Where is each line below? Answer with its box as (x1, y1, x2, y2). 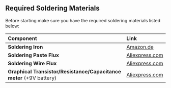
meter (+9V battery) (8, 74, 57, 81)
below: (5, 23, 19, 29)
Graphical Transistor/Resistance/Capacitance (8, 68, 121, 75)
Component (8, 35, 37, 42)
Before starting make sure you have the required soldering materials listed (5, 17, 161, 23)
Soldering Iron (8, 43, 43, 50)
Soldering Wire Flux (8, 60, 57, 67)
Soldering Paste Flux (8, 52, 60, 59)
